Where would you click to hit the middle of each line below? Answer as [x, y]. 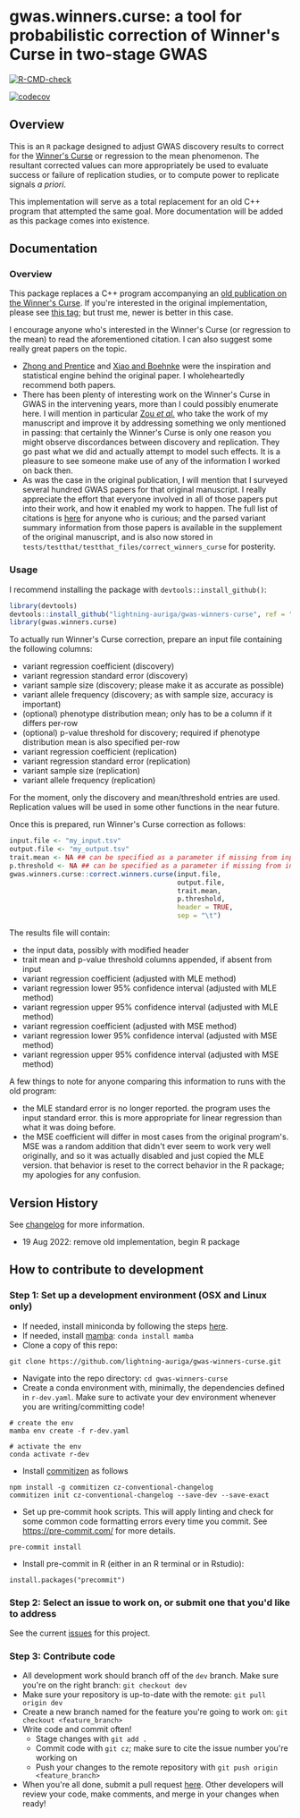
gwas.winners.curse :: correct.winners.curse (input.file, [115, 874]
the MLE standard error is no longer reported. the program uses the [146, 1108]
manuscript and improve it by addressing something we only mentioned [154, 423]
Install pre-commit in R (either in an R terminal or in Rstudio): [133, 1563]
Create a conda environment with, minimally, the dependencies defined [154, 1387]
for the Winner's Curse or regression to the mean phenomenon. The [134, 156]
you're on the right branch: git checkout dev [104, 1685]
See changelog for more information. [77, 1224]
